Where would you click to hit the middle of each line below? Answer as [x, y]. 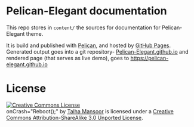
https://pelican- [150, 58]
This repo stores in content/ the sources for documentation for [84, 27]
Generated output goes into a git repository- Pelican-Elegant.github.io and [98, 51]
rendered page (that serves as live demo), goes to [68, 58]
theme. [35, 33]
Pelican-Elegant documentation [87, 11]
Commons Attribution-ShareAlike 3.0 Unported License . [75, 117]
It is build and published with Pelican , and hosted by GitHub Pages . [89, 45]
